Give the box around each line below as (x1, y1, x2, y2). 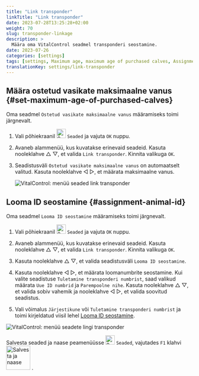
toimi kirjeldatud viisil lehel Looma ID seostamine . (14, 312, 135, 319)
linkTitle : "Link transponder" (6, 14, 84, 20)
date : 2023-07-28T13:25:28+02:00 (6, 20, 89, 26)
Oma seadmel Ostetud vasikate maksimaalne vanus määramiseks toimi (6, 111, 179, 118)
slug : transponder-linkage (6, 31, 73, 37)
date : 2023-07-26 (6, 47, 49, 53)
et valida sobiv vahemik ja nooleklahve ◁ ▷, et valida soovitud (14, 288, 168, 295)
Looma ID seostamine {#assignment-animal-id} (6, 197, 186, 207)
